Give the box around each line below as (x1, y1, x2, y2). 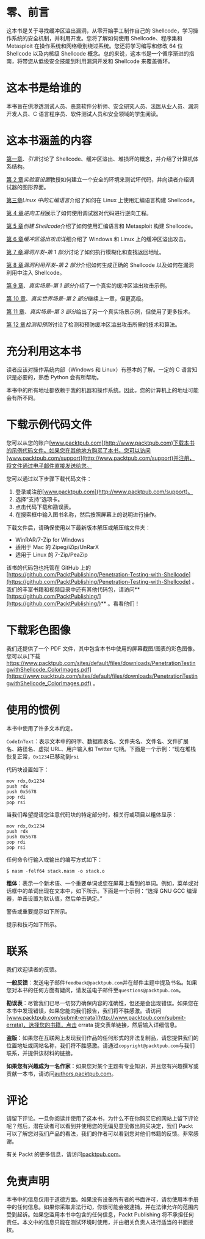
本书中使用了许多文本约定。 (6, 724, 76, 732)
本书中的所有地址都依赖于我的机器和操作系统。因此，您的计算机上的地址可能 (6, 386, 199, 394)
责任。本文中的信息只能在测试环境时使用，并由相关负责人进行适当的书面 (6, 1219, 188, 1226)
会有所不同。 (6, 394, 38, 401)
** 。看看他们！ (100, 600, 140, 607)
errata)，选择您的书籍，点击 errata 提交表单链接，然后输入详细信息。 (6, 1021, 181, 1028)
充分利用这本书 (6, 344, 82, 358)
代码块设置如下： (6, 766, 49, 773)
